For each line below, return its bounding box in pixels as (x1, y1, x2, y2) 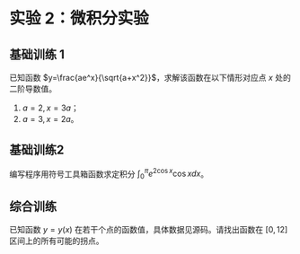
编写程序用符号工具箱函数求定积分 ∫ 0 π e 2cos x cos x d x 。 (9, 167, 209, 181)
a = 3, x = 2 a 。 (22, 114, 79, 124)
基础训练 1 (9, 47, 66, 62)
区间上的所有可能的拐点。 (9, 235, 104, 247)
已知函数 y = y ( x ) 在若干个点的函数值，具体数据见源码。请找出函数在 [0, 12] (9, 224, 288, 235)
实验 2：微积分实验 (9, 8, 150, 29)
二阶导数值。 (9, 83, 57, 94)
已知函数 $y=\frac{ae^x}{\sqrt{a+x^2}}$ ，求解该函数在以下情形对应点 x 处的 (9, 73, 292, 83)
